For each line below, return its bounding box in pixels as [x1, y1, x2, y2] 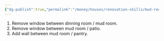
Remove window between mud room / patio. [11, 25, 101, 31]
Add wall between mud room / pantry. [11, 30, 89, 36]
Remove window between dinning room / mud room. [11, 20, 118, 26]
